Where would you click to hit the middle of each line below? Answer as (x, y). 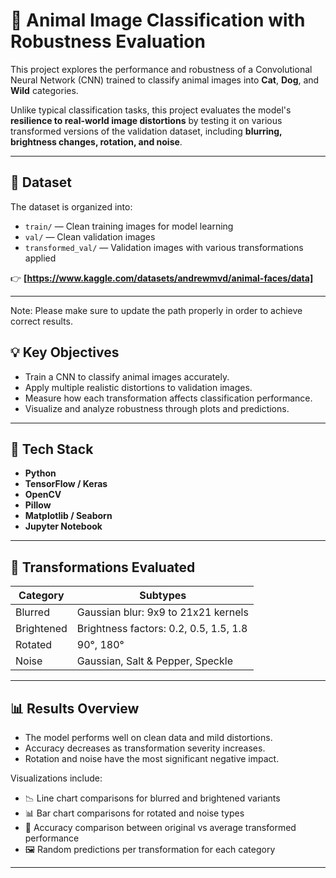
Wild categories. (44, 90)
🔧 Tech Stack (52, 449)
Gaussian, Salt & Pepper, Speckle (154, 661)
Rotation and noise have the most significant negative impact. (152, 758)
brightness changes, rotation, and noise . (96, 141)
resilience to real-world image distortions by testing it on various (146, 120)
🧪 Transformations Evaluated (103, 567)
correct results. (41, 321)
